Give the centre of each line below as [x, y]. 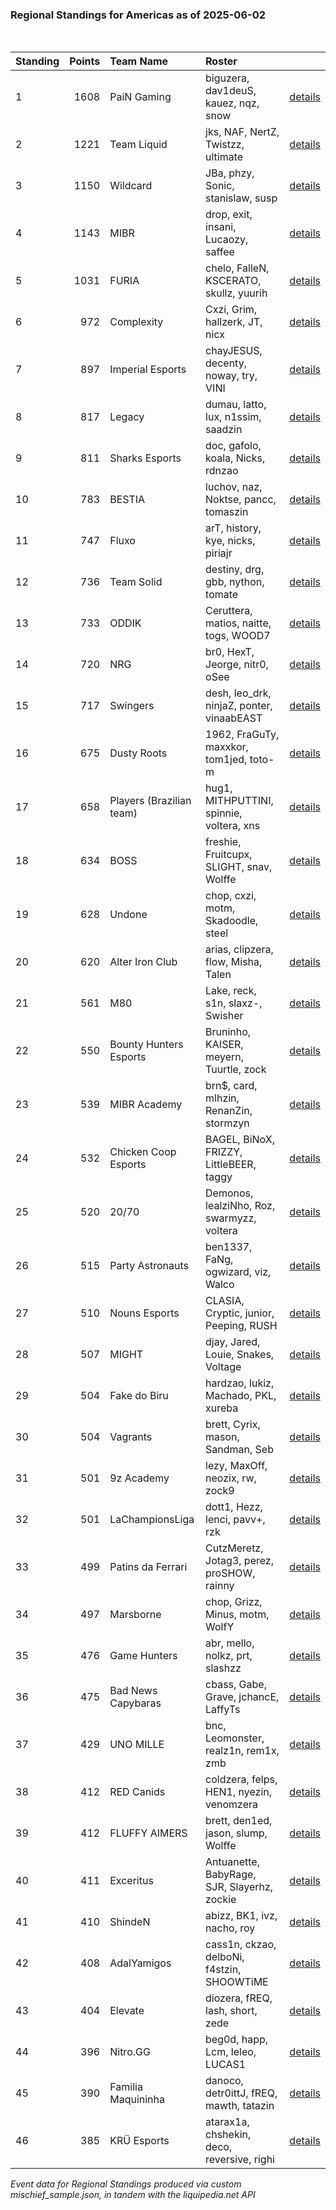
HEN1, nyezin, [239, 1792]
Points [85, 61]
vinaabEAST [234, 718]
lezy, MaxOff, [236, 1466]
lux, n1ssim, [233, 417]
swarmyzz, [231, 1218]
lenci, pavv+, [235, 1520]
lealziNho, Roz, [240, 1206]
